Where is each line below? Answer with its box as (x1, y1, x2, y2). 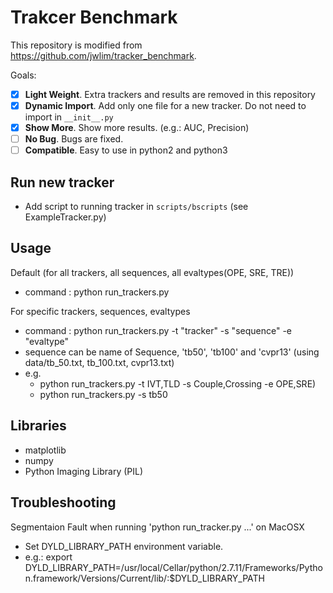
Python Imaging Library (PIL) (24, 465, 144, 477)
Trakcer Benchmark (10, 6, 178, 29)
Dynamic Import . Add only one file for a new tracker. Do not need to (24, 100, 307, 111)
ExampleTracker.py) (24, 211, 107, 223)
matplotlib (24, 444, 67, 456)
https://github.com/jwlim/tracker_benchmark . (10, 49, 197, 61)
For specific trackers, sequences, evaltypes (10, 305, 191, 317)
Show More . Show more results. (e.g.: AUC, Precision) (24, 122, 250, 134)
